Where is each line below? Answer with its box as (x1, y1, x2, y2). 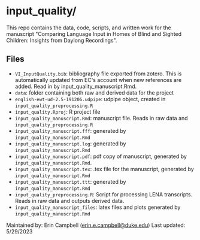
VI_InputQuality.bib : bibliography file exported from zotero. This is (14, 70, 182, 77)
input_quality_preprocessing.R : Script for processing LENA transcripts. (14, 190, 193, 198)
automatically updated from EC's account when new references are (14, 76, 182, 83)
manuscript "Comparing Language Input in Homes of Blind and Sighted (6, 30, 181, 37)
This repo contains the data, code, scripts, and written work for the (6, 24, 172, 31)
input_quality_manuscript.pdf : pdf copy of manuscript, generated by (14, 153, 187, 160)
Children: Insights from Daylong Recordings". (6, 37, 117, 44)
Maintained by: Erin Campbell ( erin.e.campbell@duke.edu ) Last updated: (6, 221, 186, 229)
